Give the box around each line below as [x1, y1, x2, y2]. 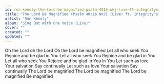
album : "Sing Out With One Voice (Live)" [5, 20, 91, 26]
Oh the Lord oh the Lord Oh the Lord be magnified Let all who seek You [5, 47, 148, 53]
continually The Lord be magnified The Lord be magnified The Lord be [5, 68, 146, 74]
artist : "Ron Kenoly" [5, 16, 49, 21]
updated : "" [5, 34, 29, 39]
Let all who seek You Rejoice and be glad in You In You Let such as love [5, 58, 149, 64]
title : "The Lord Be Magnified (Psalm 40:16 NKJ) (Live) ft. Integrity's [5, 12, 159, 17]
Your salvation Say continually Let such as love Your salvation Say [5, 63, 138, 68]
